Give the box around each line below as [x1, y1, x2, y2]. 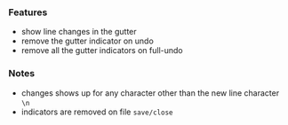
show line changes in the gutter [20, 27, 137, 37]
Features [8, 6, 48, 19]
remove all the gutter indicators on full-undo [20, 45, 183, 56]
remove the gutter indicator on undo [20, 35, 155, 46]
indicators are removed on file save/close [20, 106, 173, 117]
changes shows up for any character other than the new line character [20, 87, 280, 98]
